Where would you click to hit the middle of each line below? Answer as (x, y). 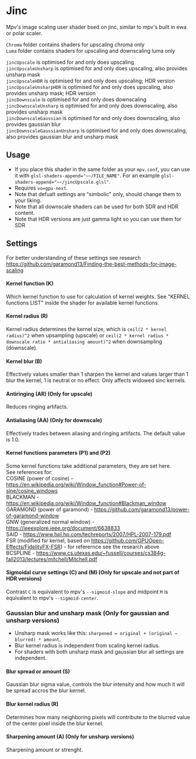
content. (25, 212)
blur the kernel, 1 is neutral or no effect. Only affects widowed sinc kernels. (96, 380)
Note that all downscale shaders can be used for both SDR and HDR (96, 207)
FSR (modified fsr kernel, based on (48, 540)
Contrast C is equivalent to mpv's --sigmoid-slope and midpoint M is (87, 592)
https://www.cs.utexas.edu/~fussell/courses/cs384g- (101, 553)
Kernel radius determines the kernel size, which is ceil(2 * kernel (86, 329)
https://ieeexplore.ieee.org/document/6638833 (63, 528)
